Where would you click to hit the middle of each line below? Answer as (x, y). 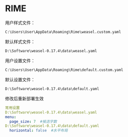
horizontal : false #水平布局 (39, 131)
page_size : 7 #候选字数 (33, 121)
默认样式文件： (20, 42)
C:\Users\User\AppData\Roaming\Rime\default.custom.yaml (64, 70)
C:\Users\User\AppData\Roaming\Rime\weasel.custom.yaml (63, 32)
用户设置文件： (20, 60)
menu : (11, 117)
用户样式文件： (20, 23)
